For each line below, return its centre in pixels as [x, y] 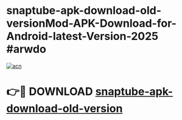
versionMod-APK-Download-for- [91, 23]
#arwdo [26, 49]
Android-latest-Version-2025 [82, 36]
